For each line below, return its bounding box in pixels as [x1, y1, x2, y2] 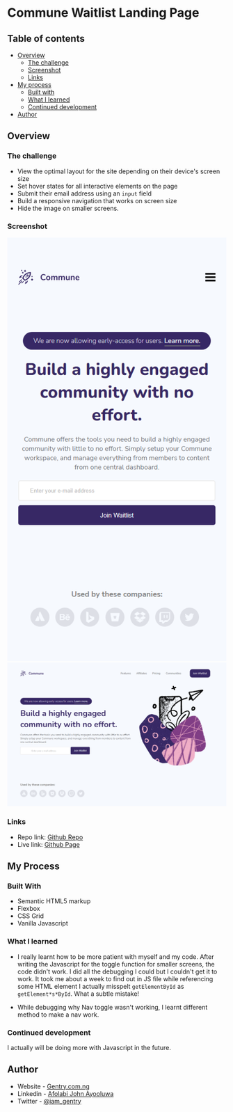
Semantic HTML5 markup [17, 897, 91, 905]
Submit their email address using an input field [17, 189, 152, 198]
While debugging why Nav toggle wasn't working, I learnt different [17, 1003, 208, 1011]
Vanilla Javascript [17, 919, 68, 928]
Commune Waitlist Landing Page [7, 5, 200, 21]
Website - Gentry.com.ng [17, 1082, 90, 1090]
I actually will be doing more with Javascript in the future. [7, 1043, 172, 1051]
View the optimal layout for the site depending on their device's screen [17, 167, 220, 175]
